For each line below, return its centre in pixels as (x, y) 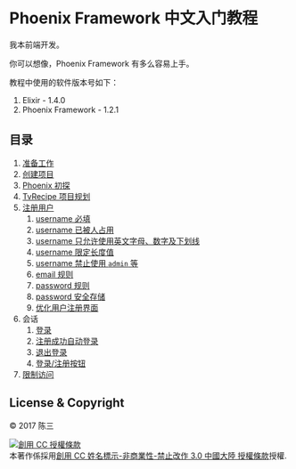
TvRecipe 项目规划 (56, 196)
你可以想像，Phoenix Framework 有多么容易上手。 (102, 63)
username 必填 (63, 218)
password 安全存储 (70, 296)
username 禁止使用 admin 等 (87, 263)
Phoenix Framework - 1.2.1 (70, 109)
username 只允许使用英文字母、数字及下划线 (118, 240)
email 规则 (54, 274)
